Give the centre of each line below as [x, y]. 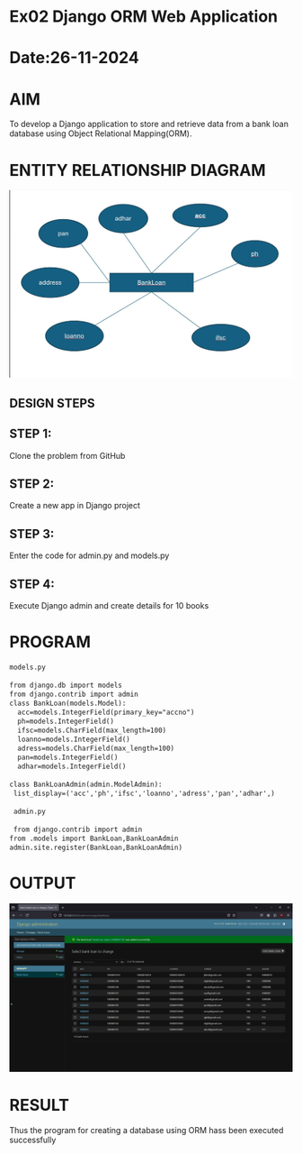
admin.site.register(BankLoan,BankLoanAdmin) [96, 848]
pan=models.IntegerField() [68, 758]
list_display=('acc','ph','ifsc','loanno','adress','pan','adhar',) [144, 794]
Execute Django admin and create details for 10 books [109, 606]
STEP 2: [32, 484]
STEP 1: [31, 434]
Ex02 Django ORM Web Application [144, 17]
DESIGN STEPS [53, 403]
